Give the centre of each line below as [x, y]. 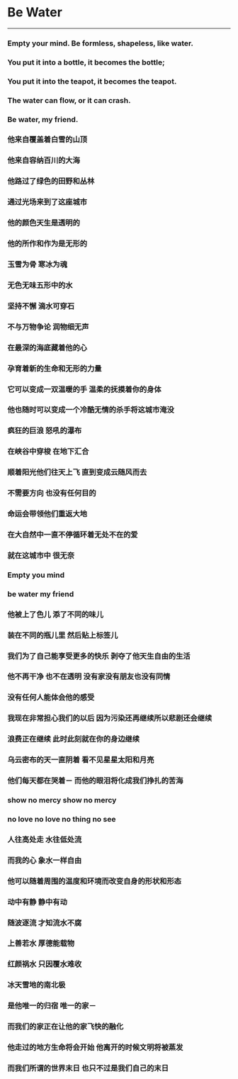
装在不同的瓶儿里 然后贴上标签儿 [63, 635]
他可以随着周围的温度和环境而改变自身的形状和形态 [95, 881]
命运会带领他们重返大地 [47, 514]
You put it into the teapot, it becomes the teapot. [92, 81]
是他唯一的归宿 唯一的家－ [52, 1006]
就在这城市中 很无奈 [41, 555]
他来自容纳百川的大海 [44, 160]
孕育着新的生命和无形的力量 [55, 368]
